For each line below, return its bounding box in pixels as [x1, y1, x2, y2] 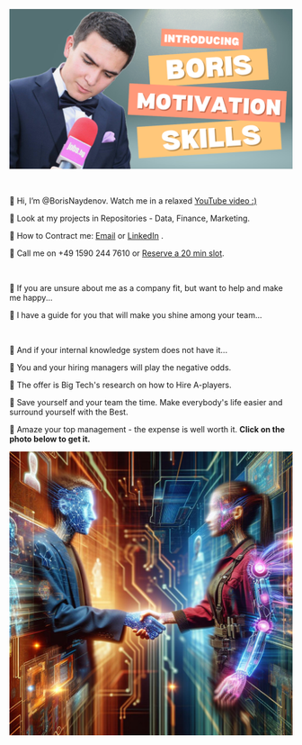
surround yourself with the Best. [9, 406, 129, 417]
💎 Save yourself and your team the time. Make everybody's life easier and [9, 396, 283, 407]
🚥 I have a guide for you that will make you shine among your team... [9, 309, 262, 320]
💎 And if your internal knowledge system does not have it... [9, 344, 227, 355]
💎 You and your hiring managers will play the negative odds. [9, 361, 232, 373]
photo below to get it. [9, 433, 91, 444]
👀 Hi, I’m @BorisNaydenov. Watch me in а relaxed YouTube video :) [9, 195, 258, 206]
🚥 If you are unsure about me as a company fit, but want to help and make [9, 282, 283, 293]
